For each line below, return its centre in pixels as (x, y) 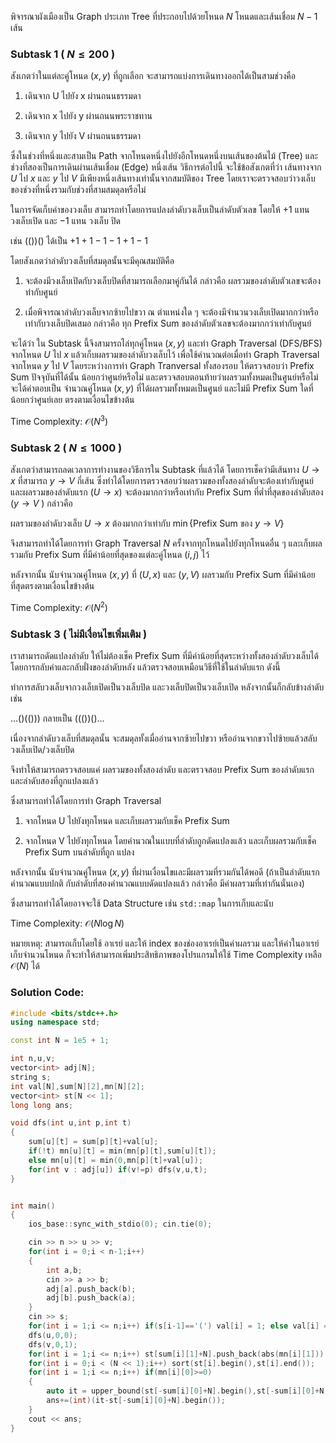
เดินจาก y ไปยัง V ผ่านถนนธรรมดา (82, 136)
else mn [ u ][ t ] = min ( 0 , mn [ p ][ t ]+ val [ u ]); (116, 1160)
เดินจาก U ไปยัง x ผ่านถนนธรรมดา (83, 96)
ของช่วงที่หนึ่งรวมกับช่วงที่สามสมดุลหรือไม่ (78, 190)
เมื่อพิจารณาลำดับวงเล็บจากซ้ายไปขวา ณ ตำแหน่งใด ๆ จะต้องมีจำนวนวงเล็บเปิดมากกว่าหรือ (171, 312)
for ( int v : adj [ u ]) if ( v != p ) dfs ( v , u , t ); (118, 1169)
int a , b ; (64, 1270)
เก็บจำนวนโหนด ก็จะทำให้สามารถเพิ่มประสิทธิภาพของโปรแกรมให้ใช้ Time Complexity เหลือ (166, 955)
